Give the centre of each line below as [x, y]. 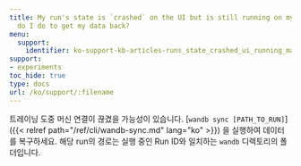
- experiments [36, 68]
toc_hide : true [38, 76]
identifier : [47, 51]
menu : [19, 34]
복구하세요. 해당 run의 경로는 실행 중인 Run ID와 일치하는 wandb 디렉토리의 [148, 141]
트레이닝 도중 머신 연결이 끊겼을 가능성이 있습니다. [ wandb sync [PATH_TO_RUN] [147, 119]
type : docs [30, 84]
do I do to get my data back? [73, 26]
